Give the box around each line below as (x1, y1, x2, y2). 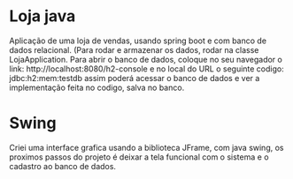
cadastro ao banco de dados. (9, 160, 117, 171)
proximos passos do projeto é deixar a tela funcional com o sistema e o (9, 152, 269, 162)
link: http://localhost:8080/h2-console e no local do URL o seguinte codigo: (9, 63, 285, 74)
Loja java (9, 6, 76, 26)
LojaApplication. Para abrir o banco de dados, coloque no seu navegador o (9, 54, 283, 64)
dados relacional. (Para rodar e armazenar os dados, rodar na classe (9, 44, 259, 55)
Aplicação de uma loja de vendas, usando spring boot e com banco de (9, 35, 267, 46)
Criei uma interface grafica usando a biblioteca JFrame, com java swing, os (9, 142, 284, 153)
